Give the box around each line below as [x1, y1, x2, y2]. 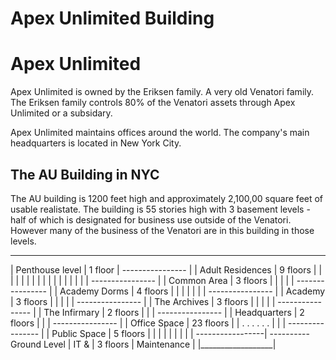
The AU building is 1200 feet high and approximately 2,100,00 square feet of [10, 192, 324, 204]
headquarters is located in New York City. [10, 137, 182, 149]
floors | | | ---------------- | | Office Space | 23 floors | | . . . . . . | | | [10, 317, 287, 329]
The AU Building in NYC [10, 166, 160, 183]
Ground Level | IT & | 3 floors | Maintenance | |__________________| [10, 338, 277, 350]
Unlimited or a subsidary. [10, 107, 113, 119]
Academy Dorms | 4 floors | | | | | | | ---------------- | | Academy [59, 285, 326, 297]
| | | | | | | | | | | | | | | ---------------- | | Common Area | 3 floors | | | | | [10, 274, 295, 286]
